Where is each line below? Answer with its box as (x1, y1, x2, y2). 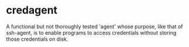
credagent (6, 4, 57, 17)
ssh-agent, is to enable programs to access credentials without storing (6, 29, 177, 36)
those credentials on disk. (6, 35, 68, 42)
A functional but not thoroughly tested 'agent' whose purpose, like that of (6, 23, 183, 30)
